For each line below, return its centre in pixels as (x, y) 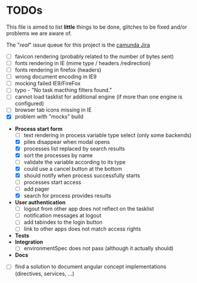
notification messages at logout (62, 216)
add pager (36, 189)
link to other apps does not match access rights (82, 229)
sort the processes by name (58, 155)
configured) (29, 104)
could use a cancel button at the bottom (73, 168)
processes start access (53, 182)
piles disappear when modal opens (67, 141)
